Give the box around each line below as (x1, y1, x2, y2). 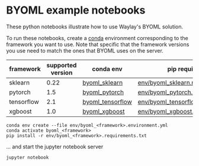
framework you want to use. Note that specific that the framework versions (6, 41, 190, 48)
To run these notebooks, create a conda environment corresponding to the (6, 34, 188, 41)
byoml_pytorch (82, 88, 124, 96)
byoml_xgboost (82, 107, 125, 115)
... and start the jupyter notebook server (6, 143, 104, 150)
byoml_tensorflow (82, 97, 132, 106)
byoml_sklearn (82, 78, 123, 86)
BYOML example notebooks (6, 4, 146, 17)
